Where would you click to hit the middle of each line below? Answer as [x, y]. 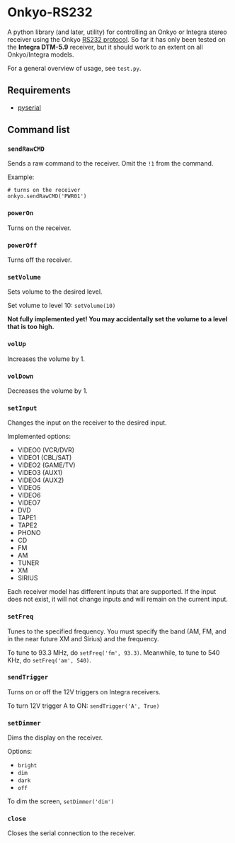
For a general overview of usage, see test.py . [74, 68]
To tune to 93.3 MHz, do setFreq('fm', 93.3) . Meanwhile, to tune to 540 [114, 653]
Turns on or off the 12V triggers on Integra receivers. [84, 692]
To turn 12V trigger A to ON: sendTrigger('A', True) [84, 706]
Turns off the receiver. [40, 260]
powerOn [21, 213]
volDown [21, 376]
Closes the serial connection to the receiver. [71, 833]
